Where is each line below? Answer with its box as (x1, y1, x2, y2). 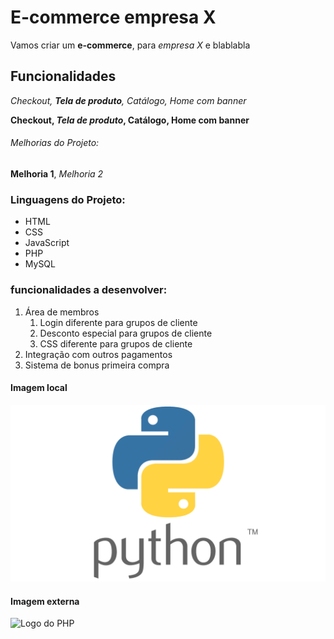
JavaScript (24, 237, 70, 249)
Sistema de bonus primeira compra (24, 359, 170, 371)
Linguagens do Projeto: (10, 192, 126, 206)
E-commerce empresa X (10, 6, 217, 29)
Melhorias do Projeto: (10, 137, 100, 149)
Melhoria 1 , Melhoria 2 (10, 167, 104, 180)
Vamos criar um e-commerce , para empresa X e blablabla (10, 39, 251, 51)
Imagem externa (10, 595, 80, 607)
